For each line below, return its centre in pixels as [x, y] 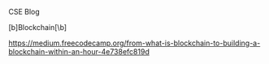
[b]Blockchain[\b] [38, 27]
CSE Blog [24, 12]
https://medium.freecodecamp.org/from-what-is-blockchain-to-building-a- [134, 43]
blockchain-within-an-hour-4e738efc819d [79, 51]
